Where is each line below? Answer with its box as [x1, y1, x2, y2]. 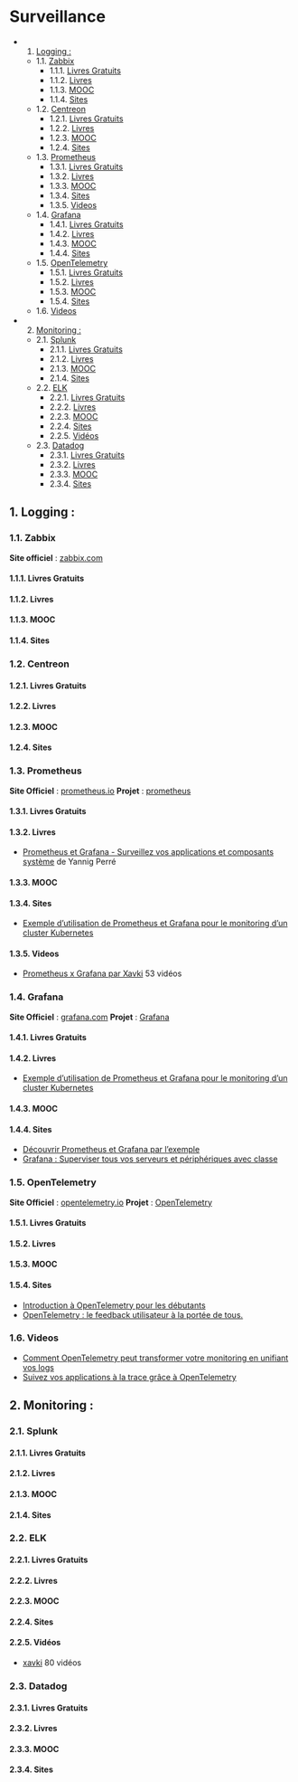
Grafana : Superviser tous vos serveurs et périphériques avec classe [22, 1153, 278, 1164]
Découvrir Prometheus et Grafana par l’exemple [22, 1144, 200, 1155]
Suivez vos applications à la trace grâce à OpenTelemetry [22, 1371, 237, 1382]
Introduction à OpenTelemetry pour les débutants [22, 1300, 206, 1311]
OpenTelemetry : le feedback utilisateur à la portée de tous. [22, 1309, 244, 1320]
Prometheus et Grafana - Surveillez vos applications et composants [22, 847, 274, 858]
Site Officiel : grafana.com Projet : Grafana [9, 1011, 170, 1022]
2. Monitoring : [9, 1398, 94, 1413]
